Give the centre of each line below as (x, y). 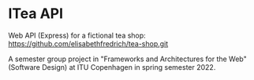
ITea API (36, 14)
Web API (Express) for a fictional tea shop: (77, 35)
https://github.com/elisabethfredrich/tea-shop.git (88, 43)
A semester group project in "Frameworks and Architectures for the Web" (127, 59)
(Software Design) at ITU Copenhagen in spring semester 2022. (112, 67)
